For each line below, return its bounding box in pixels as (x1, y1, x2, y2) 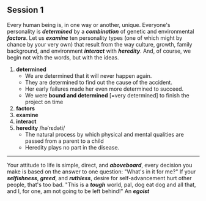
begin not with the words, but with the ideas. (7, 53, 119, 61)
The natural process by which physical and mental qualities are (24, 131, 184, 138)
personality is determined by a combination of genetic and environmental (7, 28, 194, 35)
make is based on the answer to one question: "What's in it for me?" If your (7, 168, 196, 175)
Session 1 (7, 5, 44, 15)
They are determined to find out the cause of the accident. (24, 78, 173, 86)
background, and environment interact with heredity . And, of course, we (7, 47, 191, 55)
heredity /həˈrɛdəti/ (15, 124, 65, 131)
